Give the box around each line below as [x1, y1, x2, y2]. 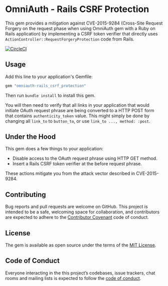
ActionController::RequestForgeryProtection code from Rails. [5, 36, 134, 42]
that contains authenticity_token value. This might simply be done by [5, 113, 149, 119]
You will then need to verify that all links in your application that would [5, 102, 149, 108]
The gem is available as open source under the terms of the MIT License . [5, 242, 156, 248]
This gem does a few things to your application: [5, 146, 104, 152]
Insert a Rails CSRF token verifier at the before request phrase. [12, 161, 142, 167]
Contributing [5, 190, 46, 199]
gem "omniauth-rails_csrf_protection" [5, 83, 86, 88]
